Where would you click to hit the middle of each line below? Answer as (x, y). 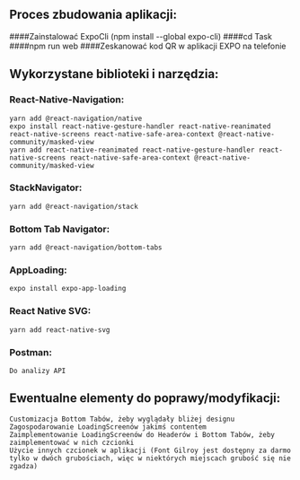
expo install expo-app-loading (68, 289)
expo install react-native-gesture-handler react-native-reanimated (140, 126)
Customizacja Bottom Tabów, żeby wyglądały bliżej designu (122, 419)
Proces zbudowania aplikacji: (93, 15)
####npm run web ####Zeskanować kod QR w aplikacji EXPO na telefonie (148, 46)
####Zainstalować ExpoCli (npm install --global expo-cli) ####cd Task (141, 36)
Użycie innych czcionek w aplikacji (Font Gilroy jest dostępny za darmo (150, 450)
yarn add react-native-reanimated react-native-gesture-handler (132, 150)
